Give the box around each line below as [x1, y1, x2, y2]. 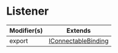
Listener [6, 4, 49, 18]
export [9, 37, 29, 45]
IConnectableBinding [48, 37, 109, 45]
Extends [66, 26, 91, 35]
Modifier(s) [9, 26, 43, 35]
